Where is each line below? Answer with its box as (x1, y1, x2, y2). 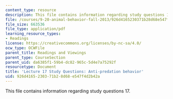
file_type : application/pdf (5, 27, 66, 32)
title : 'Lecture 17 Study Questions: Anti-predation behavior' (5, 69, 144, 75)
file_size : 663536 (5, 21, 45, 27)
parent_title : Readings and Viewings (5, 50, 86, 55)
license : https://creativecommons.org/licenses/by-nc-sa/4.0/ (5, 41, 142, 46)
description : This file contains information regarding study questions (5, 12, 165, 17)
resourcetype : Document (5, 64, 57, 69)
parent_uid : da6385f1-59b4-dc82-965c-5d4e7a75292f (5, 60, 116, 65)
